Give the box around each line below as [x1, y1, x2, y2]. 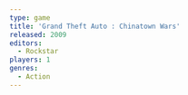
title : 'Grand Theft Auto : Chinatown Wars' [9, 22, 181, 31]
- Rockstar [17, 47, 59, 56]
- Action [17, 72, 51, 81]
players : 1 [9, 55, 51, 64]
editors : [9, 38, 43, 48]
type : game [9, 13, 51, 23]
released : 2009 [9, 30, 67, 39]
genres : [9, 64, 39, 73]
